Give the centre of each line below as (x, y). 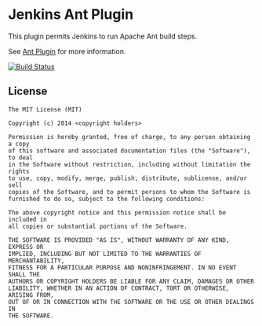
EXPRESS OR (26, 247)
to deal (21, 158)
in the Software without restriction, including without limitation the (129, 164)
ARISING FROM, (31, 295)
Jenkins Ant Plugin (71, 15)
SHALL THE (24, 274)
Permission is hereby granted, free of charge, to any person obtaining (129, 137)
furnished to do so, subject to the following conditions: (107, 199)
